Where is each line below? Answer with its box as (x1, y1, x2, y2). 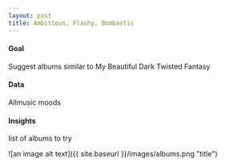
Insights (8, 116, 36, 125)
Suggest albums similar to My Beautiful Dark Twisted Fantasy (8, 61, 211, 71)
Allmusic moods (8, 97, 62, 107)
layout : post (8, 11, 52, 20)
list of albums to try (8, 133, 72, 144)
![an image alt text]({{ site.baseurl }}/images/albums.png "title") (8, 149, 218, 159)
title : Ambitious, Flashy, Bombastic (8, 19, 135, 27)
